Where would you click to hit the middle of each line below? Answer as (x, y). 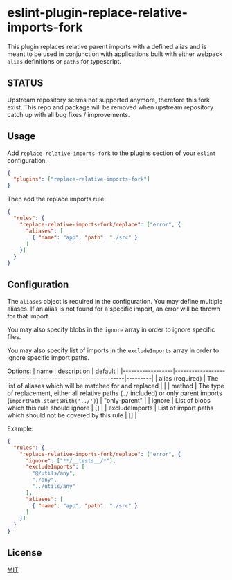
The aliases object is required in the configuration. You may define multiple (115, 301)
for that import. (29, 316)
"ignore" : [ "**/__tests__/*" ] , (71, 461)
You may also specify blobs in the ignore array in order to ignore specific (111, 329)
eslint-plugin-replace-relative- (98, 13)
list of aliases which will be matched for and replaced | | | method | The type (116, 386)
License (25, 553)
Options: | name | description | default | (63, 371)
